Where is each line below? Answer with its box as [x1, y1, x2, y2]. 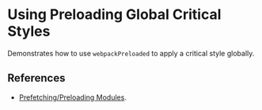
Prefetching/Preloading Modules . [18, 93, 127, 102]
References [7, 71, 66, 85]
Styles [7, 22, 51, 40]
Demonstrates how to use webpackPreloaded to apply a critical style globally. [7, 48, 255, 58]
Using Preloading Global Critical [7, 6, 222, 24]
